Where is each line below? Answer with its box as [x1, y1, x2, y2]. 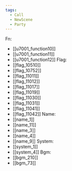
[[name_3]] [12, 127, 36, 134]
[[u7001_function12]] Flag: [12, 57, 67, 63]
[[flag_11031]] [12, 100, 40, 106]
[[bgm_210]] [12, 155, 39, 161]
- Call [10, 12, 24, 17]
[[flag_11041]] [12, 105, 40, 112]
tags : [5, 7, 17, 13]
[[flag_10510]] [12, 62, 41, 68]
